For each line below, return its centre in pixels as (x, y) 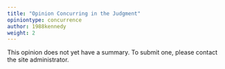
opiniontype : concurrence (44, 20)
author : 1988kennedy (37, 26)
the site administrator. (38, 60)
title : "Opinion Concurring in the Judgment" (74, 13)
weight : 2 (21, 33)
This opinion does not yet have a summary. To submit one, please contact (112, 52)
